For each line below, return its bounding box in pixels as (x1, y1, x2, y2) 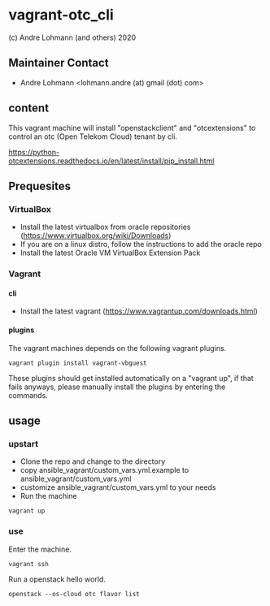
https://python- (8, 147, 59, 157)
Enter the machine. (8, 544, 72, 554)
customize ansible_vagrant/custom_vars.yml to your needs (20, 483, 216, 492)
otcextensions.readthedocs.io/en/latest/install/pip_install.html (8, 156, 215, 166)
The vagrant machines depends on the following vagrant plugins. (8, 343, 227, 353)
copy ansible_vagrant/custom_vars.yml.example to (20, 465, 189, 475)
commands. (8, 390, 49, 400)
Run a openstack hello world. (8, 574, 106, 584)
